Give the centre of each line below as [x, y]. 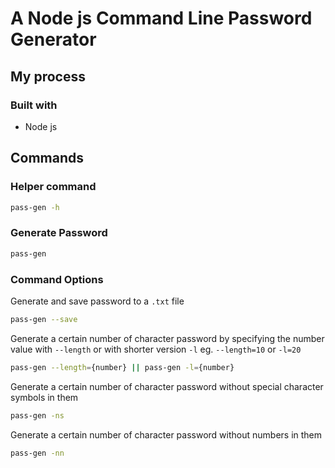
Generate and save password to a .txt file [97, 301]
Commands [47, 158]
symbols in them [44, 397]
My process [48, 76]
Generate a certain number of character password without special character [167, 386]
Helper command [53, 187]
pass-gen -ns [37, 415]
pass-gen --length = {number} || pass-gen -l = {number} [122, 367]
